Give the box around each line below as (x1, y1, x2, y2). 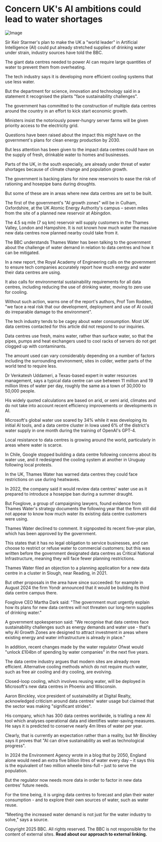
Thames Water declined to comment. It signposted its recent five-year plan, (5, 525, 156, 531)
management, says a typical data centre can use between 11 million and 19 (5, 377, 153, 383)
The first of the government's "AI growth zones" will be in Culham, (5, 199, 137, 205)
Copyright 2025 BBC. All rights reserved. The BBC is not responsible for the (5, 826, 156, 832)
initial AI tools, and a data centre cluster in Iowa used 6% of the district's (5, 422, 149, 428)
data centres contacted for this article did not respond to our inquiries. (5, 323, 145, 329)
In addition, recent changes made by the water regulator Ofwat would (5, 644, 144, 650)
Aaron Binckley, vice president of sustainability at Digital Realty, (5, 693, 132, 699)
